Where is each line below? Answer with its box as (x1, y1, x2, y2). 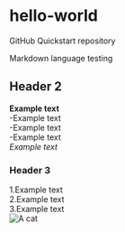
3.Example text (9, 204, 65, 215)
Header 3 (9, 163, 51, 176)
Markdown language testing (9, 52, 113, 63)
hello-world (9, 5, 99, 26)
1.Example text (9, 184, 63, 195)
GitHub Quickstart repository (9, 35, 116, 46)
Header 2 (9, 79, 63, 95)
